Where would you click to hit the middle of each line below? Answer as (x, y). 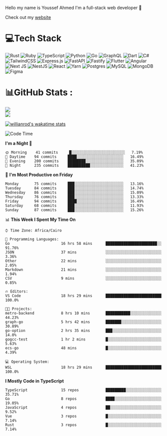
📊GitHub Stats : (39, 93)
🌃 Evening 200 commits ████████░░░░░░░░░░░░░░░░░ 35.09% (74, 161)
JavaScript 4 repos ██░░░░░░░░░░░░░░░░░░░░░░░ (83, 407)
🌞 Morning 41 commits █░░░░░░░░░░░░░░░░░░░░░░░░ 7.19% (74, 152)
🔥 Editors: (17, 291)
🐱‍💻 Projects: (19, 309)
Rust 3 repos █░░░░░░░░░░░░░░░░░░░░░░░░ (83, 425)
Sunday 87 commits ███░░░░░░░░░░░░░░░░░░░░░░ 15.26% (74, 210)
